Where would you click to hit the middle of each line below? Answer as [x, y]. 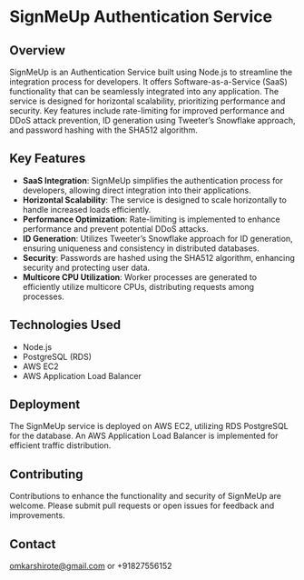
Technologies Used [65, 325]
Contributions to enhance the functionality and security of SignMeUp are [145, 496]
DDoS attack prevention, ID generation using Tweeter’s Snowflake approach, [152, 120]
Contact [33, 544]
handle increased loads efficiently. [87, 209]
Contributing [46, 474]
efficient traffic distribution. [60, 445]
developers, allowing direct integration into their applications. [137, 190]
